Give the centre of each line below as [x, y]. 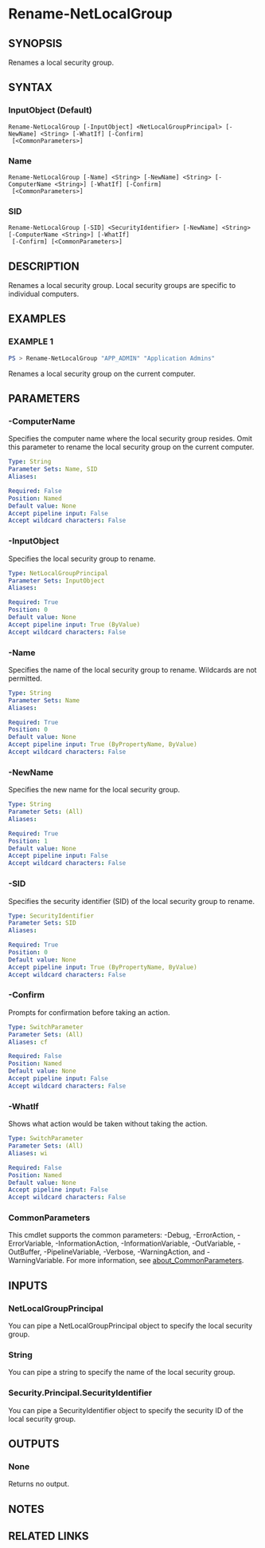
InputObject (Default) [51, 110]
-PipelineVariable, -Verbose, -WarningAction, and [124, 1252]
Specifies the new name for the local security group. [94, 790]
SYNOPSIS [35, 43]
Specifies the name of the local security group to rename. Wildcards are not [132, 669]
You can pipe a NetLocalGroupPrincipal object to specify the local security [131, 1326]
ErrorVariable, [31, 1244]
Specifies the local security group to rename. [82, 559]
